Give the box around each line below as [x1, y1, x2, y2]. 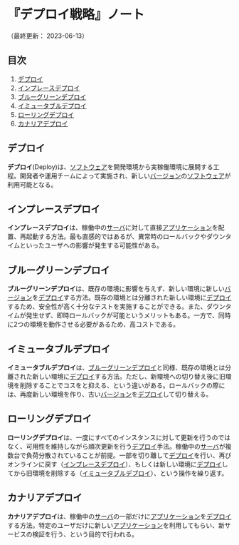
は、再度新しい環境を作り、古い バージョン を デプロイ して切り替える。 [7, 390, 213, 398]
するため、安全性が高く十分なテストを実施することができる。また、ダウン [7, 302, 225, 311]
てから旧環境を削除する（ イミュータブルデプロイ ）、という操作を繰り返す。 [7, 469, 228, 477]
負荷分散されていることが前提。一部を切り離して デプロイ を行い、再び [26, 451, 232, 459]
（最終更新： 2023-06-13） [7, 31, 89, 40]
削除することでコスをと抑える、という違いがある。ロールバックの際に [19, 381, 225, 389]
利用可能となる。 [7, 180, 58, 189]
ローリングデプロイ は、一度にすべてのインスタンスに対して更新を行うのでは [7, 433, 231, 442]
